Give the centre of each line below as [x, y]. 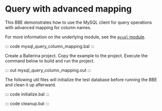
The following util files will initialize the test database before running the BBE [81, 79]
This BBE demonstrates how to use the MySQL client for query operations [79, 22]
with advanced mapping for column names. [48, 27]
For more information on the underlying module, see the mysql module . [75, 37]
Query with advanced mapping [68, 9]
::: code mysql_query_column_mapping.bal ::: [50, 46]
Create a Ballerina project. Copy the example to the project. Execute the [76, 55]
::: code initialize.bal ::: [27, 94]
